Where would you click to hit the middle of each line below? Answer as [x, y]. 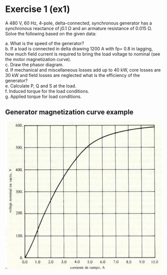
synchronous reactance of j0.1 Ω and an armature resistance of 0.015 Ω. [79, 28]
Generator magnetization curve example [69, 112]
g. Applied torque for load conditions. [43, 96]
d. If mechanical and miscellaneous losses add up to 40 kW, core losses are [83, 70]
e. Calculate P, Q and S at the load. [41, 85]
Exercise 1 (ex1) [38, 9]
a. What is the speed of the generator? [45, 43]
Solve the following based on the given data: [51, 33]
